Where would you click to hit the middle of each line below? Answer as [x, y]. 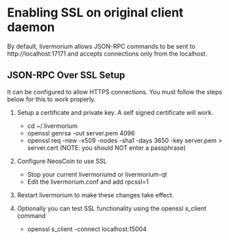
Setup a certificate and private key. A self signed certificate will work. [115, 112]
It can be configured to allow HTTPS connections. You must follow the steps [115, 91]
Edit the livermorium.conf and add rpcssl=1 [88, 182]
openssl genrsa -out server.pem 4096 [81, 133]
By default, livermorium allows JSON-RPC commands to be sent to [101, 46]
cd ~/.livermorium [52, 126]
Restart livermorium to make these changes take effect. [95, 195]
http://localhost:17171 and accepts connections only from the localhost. [107, 54]
